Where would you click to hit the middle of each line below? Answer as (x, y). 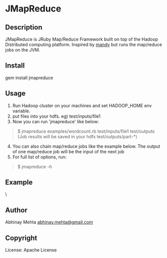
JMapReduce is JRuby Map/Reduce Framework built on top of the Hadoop (82, 39)
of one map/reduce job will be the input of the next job (68, 151)
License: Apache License (31, 250)
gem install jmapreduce (29, 78)
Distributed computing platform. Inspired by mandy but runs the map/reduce (83, 45)
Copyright (21, 238)
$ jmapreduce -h (35, 166)
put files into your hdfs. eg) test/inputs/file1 (56, 116)
